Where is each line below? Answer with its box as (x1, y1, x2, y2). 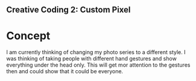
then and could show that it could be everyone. (6, 68, 124, 75)
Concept (6, 29, 51, 43)
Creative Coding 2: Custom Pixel (6, 5, 131, 15)
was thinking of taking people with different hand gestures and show (6, 55, 177, 62)
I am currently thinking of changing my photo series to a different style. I (6, 49, 186, 56)
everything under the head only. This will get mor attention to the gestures (6, 61, 191, 68)
